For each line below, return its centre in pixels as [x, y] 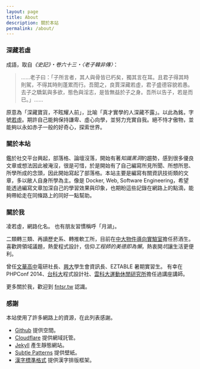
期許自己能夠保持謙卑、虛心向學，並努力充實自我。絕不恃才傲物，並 [110, 119]
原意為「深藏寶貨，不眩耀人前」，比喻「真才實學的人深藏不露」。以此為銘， [97, 112]
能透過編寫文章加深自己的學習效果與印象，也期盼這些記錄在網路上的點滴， [97, 188]
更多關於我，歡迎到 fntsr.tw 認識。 [48, 287]
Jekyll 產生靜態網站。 [41, 345]
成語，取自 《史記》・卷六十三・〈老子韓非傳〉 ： [62, 64]
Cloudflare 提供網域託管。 [47, 338]
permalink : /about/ [30, 28]
